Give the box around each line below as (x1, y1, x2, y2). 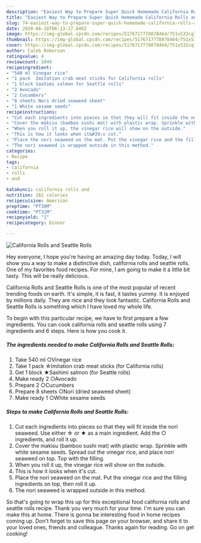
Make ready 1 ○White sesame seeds (14, 394, 106, 401)
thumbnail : (6, 37, 33, 43)
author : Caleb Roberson (6, 48, 66, 54)
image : (6, 31, 23, 37)
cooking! (6, 530, 28, 537)
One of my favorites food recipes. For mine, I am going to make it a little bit (6, 266, 190, 273)
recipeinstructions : (6, 109, 58, 115)
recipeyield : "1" (6, 214, 50, 220)
